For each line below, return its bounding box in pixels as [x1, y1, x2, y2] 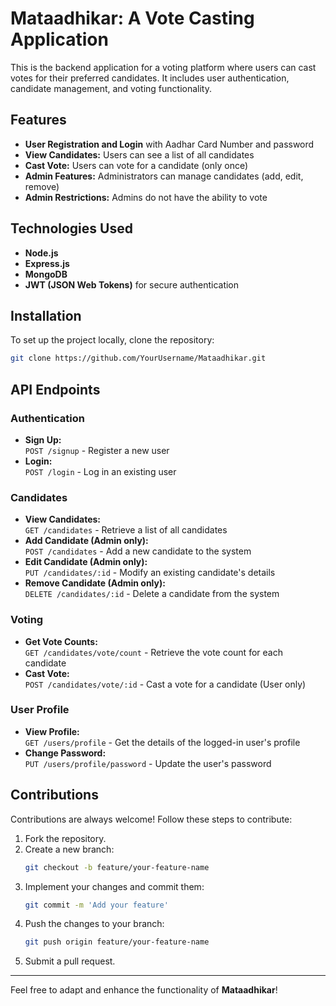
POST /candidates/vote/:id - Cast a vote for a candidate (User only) [24, 678, 307, 690]
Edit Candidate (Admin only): [24, 556, 148, 568]
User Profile [10, 703, 70, 717]
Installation [10, 307, 82, 324]
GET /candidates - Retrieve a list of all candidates [24, 524, 228, 536]
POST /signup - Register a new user [24, 444, 170, 456]
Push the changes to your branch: [24, 918, 165, 930]
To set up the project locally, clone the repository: [10, 334, 215, 346]
